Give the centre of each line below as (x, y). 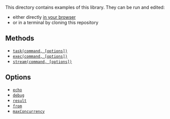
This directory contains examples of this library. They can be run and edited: (85, 7)
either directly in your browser (44, 17)
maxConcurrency (29, 111)
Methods (20, 38)
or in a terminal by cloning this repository (56, 23)
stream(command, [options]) (42, 62)
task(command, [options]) (40, 51)
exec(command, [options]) (40, 56)
